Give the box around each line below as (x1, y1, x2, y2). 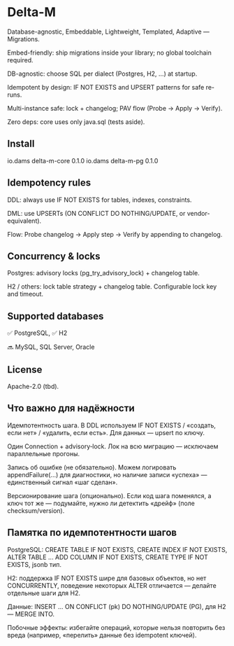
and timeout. (7, 290, 44, 298)
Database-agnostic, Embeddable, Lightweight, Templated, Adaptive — (7, 27, 210, 36)
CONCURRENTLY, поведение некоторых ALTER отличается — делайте (7, 581, 217, 589)
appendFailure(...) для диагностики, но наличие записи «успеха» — (7, 470, 207, 479)
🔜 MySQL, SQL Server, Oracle (7, 343, 95, 351)
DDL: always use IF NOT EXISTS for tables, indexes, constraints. (7, 195, 192, 204)
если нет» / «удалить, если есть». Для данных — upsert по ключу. (7, 428, 205, 437)
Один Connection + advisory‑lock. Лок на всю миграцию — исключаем (7, 442, 219, 451)
